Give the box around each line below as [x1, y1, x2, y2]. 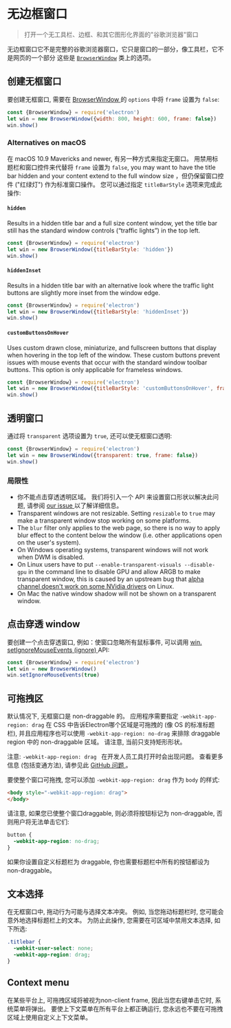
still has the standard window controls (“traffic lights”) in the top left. [7, 226, 201, 234]
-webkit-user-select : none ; [13, 945, 94, 952]
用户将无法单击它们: [12, 818, 70, 826]
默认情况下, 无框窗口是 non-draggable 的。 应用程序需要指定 [7, 712, 179, 721]
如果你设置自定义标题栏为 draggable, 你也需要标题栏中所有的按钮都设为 [7, 857, 210, 866]
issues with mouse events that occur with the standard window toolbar [7, 358, 208, 367]
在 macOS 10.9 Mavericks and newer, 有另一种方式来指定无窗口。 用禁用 [7, 154, 212, 162]
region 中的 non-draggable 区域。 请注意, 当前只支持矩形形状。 [7, 738, 186, 746]
